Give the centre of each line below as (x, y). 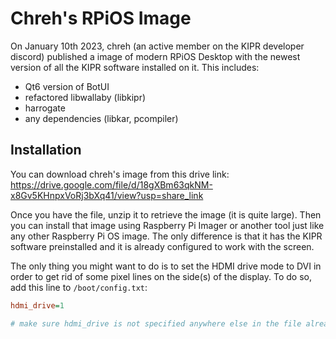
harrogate (45, 108)
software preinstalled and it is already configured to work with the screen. (162, 246)
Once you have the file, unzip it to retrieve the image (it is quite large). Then (166, 214)
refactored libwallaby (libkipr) (85, 97)
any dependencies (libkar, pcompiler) (101, 118)
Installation (46, 150)
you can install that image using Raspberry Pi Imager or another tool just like (167, 225)
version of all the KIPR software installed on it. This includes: (135, 67)
